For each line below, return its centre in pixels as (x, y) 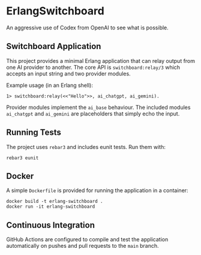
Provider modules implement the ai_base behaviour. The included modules (98, 107)
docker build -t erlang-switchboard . (55, 202)
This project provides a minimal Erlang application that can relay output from (101, 60)
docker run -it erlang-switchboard (51, 207)
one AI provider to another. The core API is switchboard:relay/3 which (93, 67)
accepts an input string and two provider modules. (68, 74)
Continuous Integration (50, 225)
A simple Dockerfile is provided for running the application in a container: (97, 190)
